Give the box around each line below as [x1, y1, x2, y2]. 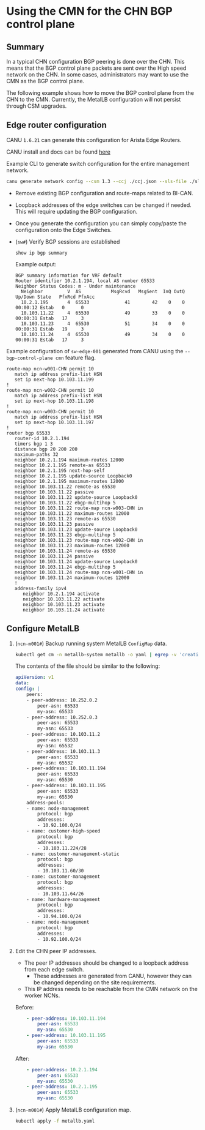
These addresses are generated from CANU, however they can [33, 972, 192, 979]
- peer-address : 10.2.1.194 [26, 1066, 98, 1072]
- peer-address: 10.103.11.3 [26, 748, 101, 754]
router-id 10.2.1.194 [14, 435, 70, 441]
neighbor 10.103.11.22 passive [14, 488, 95, 495]
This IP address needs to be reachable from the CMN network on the [24, 985, 198, 992]
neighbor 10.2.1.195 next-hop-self [14, 467, 105, 474]
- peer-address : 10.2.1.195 [26, 1083, 98, 1090]
